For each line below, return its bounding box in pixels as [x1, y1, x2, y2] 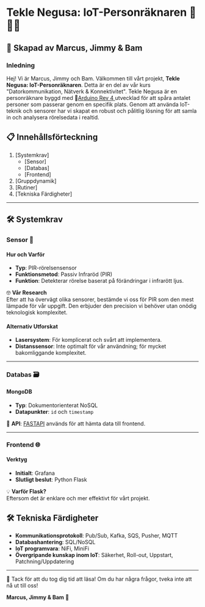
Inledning [6, 61, 35, 69]
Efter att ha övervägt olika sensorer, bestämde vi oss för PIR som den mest [6, 296, 194, 303]
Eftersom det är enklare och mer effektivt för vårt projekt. [6, 494, 150, 502]
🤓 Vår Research [6, 289, 47, 296]
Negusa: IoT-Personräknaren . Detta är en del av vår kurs [6, 81, 151, 88]
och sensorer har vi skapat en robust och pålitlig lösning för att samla [23, 107, 197, 115]
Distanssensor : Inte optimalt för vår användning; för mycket [15, 343, 167, 350]
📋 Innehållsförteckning [6, 132, 98, 143]
